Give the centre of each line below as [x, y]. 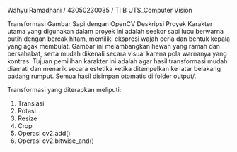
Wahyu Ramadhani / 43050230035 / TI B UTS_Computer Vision [100, 10]
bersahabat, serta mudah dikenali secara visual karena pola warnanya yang [117, 53]
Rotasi [27, 111]
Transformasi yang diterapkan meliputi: [64, 90]
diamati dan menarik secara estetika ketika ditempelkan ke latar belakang [114, 69]
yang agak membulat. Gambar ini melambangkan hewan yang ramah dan [114, 46]
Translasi [31, 103]
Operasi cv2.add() [44, 133]
